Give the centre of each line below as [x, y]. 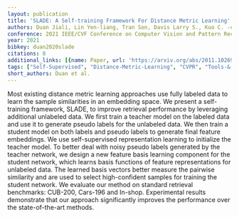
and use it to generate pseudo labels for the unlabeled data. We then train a [118, 124]
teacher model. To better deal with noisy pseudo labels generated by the [114, 147]
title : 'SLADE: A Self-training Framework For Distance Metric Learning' [119, 21]
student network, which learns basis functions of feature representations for [119, 162]
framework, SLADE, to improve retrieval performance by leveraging [129, 109]
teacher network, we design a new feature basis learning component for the [119, 154]
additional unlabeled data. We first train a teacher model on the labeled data [118, 116]
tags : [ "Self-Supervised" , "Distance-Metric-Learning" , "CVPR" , [105, 67]
